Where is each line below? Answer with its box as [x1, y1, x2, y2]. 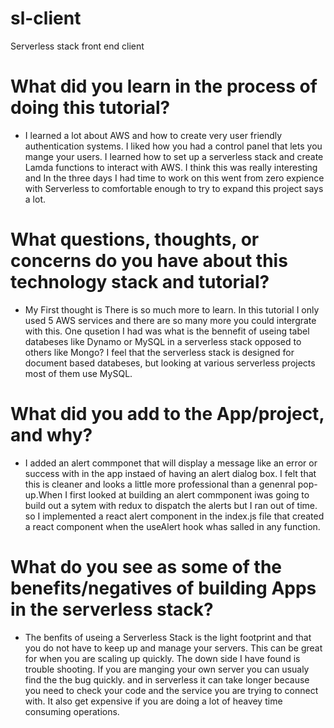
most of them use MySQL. [24, 367, 133, 379]
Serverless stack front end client [10, 40, 145, 52]
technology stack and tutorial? [10, 271, 270, 294]
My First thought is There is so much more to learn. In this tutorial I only [24, 303, 320, 316]
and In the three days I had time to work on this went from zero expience [24, 172, 325, 184]
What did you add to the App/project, [10, 403, 325, 425]
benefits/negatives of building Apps [10, 577, 317, 599]
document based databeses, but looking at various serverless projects [24, 357, 316, 369]
